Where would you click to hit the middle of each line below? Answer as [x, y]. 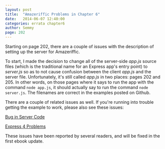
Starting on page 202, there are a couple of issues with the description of [80, 46]
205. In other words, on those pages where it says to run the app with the [80, 82]
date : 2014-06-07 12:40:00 [35, 19]
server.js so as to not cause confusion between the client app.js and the [78, 72]
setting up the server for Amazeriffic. [43, 52]
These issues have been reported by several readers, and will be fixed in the [82, 136]
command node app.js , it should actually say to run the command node [77, 87]
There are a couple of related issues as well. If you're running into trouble [80, 102]
